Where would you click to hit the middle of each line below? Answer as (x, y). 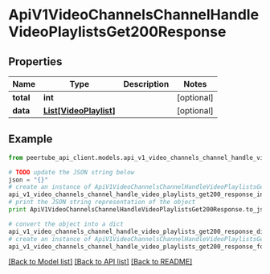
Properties (35, 61)
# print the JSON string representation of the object (102, 202)
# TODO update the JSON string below (72, 172)
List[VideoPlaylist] (79, 110)
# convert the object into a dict (66, 224)
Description (146, 84)
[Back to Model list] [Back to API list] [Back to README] (100, 262)
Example (31, 139)
